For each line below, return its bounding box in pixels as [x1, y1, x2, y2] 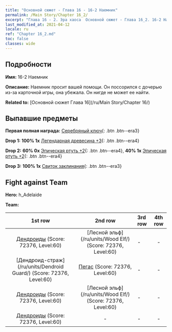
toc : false [5, 37, 29, 42]
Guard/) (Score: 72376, [12, 270, 69, 277]
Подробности [5, 60, 52, 69]
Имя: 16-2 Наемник [5, 74, 48, 80]
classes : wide [5, 41, 36, 46]
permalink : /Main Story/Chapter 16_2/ [5, 12, 88, 18]
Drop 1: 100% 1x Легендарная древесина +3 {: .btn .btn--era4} [5, 137, 140, 144]
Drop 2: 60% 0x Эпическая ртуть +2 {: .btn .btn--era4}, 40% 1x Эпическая [5, 148, 167, 154]
